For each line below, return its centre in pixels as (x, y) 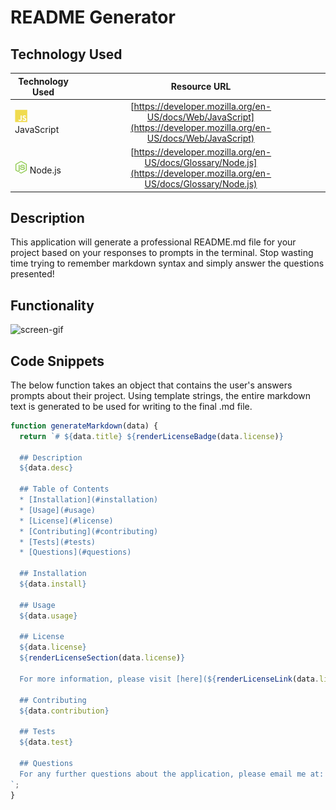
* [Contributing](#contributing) (89, 531)
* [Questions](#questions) (75, 552)
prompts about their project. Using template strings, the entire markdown (161, 395)
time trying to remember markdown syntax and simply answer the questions (167, 263)
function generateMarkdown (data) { (84, 426)
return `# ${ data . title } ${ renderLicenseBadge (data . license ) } (151, 436)
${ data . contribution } (64, 711)
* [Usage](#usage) (58, 510)
